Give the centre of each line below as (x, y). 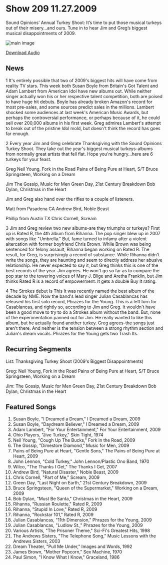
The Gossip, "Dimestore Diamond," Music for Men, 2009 (71, 445)
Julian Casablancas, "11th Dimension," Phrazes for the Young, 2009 (82, 520)
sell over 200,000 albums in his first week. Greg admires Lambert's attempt (83, 123)
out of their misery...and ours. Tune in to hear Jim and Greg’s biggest (76, 28)
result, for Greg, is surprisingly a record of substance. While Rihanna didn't (83, 254)
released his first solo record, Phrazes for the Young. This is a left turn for (81, 301)
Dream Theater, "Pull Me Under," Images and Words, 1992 (72, 546)
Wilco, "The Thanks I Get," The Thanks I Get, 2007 (65, 467)
